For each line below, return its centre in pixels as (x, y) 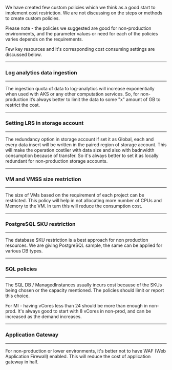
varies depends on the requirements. (44, 39)
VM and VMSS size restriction (43, 179)
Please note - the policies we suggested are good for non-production (79, 28)
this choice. (17, 296)
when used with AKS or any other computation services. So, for (72, 94)
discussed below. (24, 54)
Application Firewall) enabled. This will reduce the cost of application (78, 356)
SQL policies (21, 269)
